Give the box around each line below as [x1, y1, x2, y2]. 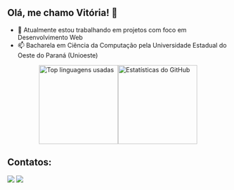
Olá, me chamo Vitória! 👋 [7, 7, 118, 19]
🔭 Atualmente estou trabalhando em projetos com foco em [17, 25, 187, 34]
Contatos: [7, 156, 52, 168]
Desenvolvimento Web [17, 33, 83, 41]
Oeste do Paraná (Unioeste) [17, 50, 98, 60]
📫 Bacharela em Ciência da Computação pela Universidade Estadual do [17, 41, 227, 49]
